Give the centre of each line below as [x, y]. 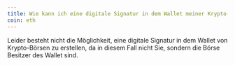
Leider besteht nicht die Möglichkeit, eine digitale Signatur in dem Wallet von [117, 40]
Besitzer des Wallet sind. [43, 55]
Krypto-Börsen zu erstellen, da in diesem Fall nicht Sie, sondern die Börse [114, 48]
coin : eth [22, 20]
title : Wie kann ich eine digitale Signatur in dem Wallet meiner [106, 14]
